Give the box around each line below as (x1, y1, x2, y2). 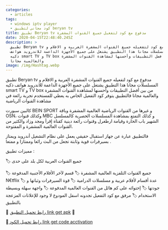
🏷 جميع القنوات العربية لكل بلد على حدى (5, 158, 82, 164)
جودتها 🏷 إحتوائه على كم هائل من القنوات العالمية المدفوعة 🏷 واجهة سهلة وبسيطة (5, 185, 160, 191)
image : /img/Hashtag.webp (5, 63, 59, 68)
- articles (10, 12, 33, 17)
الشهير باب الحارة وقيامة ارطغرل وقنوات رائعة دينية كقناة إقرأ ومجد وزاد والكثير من (5, 118, 159, 124)
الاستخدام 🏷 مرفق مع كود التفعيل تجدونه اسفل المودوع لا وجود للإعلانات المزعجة (5, 193, 157, 199)
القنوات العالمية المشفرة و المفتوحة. (5, 123, 73, 130)
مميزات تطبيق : (5, 148, 35, 154)
